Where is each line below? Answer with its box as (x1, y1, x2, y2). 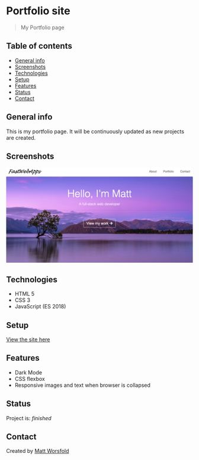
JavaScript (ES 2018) (14, 303, 66, 310)
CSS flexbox (14, 375, 46, 382)
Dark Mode (14, 368, 43, 376)
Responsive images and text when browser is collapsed (14, 382, 151, 389)
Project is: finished (6, 414, 52, 421)
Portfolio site (6, 4, 71, 18)
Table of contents (6, 41, 72, 51)
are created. (6, 134, 36, 141)
